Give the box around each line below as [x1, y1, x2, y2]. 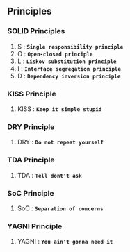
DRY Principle [7, 121, 55, 131]
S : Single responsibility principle [17, 42, 124, 51]
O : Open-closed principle [17, 49, 93, 58]
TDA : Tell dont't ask [17, 171, 82, 179]
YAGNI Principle [7, 221, 63, 231]
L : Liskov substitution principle [17, 57, 117, 65]
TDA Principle [7, 156, 55, 165]
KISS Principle [7, 89, 57, 99]
